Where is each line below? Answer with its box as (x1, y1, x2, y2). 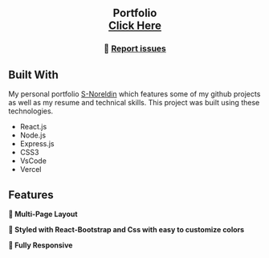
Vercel (19, 165, 42, 174)
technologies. (8, 106, 54, 116)
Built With (8, 68, 59, 81)
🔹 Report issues (104, 43, 166, 55)
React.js (19, 122, 47, 132)
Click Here (108, 19, 162, 33)
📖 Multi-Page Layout (8, 209, 78, 219)
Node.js (19, 130, 47, 140)
